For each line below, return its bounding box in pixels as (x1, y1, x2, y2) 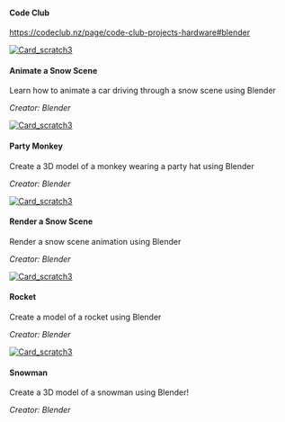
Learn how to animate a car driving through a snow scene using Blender (9, 85, 277, 96)
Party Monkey (9, 140, 63, 151)
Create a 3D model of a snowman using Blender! (9, 387, 189, 398)
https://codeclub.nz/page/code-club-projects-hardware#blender (9, 27, 250, 38)
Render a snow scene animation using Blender (9, 236, 182, 247)
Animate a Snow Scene (9, 65, 98, 76)
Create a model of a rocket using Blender (9, 311, 162, 323)
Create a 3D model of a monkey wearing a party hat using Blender (9, 160, 254, 171)
